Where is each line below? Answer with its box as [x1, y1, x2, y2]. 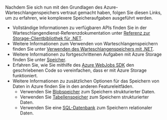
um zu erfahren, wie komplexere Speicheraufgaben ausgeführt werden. [5, 15, 153, 21]
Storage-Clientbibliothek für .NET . [12, 35, 83, 41]
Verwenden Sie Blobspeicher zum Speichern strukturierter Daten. [20, 89, 155, 94]
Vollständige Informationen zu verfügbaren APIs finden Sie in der [12, 25, 147, 31]
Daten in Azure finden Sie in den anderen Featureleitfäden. [12, 83, 134, 89]
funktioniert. [12, 73, 38, 78]
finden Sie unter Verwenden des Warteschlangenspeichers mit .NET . [12, 46, 154, 52]
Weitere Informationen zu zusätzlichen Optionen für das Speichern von [12, 78, 159, 84]
